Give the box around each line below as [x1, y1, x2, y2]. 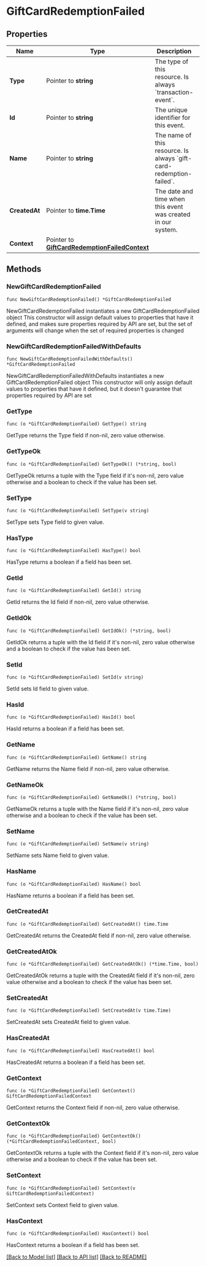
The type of [154, 57, 189, 66]
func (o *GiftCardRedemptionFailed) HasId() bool [6, 714, 136, 721]
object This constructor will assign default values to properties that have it [6, 313, 194, 321]
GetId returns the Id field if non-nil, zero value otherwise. [6, 598, 150, 606]
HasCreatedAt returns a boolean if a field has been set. [6, 1058, 145, 1066]
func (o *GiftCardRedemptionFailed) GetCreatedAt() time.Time [6, 921, 169, 927]
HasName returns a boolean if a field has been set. [6, 892, 135, 899]
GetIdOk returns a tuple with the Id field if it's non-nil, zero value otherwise [6, 638, 195, 646]
